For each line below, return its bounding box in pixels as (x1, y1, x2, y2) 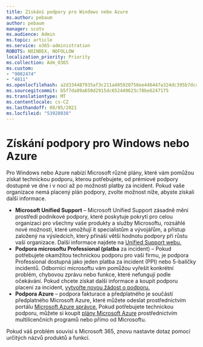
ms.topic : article (6, 37, 53, 43)
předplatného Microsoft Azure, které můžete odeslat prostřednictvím (14, 297, 186, 304)
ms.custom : (6, 65, 34, 71)
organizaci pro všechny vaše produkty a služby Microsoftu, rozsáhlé (14, 219, 185, 227)
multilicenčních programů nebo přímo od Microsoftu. (14, 316, 147, 323)
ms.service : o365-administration (6, 43, 91, 49)
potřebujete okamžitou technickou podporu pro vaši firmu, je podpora (14, 252, 189, 259)
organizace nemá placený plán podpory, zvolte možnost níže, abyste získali (6, 188, 195, 196)
